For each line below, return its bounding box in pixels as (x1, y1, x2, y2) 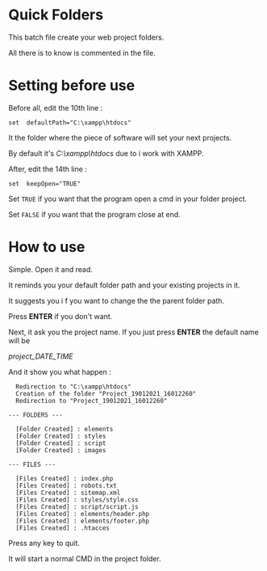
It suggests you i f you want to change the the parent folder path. (8, 296, 224, 305)
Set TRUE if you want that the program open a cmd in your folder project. (8, 194, 248, 204)
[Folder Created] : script (15, 439, 106, 447)
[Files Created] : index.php (15, 474, 114, 482)
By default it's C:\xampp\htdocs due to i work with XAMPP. (8, 148, 204, 158)
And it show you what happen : (8, 367, 111, 376)
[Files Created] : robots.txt (15, 481, 117, 489)
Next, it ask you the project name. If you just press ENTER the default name (8, 327, 260, 337)
